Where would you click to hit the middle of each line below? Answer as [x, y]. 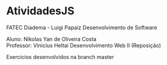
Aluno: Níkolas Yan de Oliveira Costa [51, 39]
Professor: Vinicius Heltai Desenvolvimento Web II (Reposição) [83, 45]
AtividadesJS [40, 11]
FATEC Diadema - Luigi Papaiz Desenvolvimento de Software [82, 27]
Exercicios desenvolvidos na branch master [60, 57]
